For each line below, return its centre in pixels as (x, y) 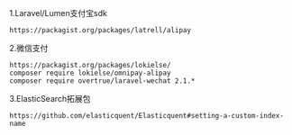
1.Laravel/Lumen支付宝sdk (59, 13)
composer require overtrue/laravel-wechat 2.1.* (102, 81)
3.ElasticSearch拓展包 (50, 99)
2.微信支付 (29, 48)
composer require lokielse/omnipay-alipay (90, 73)
